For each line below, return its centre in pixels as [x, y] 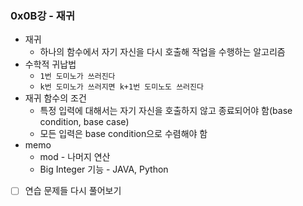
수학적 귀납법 [50, 64]
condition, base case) [84, 122]
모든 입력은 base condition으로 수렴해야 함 [123, 134]
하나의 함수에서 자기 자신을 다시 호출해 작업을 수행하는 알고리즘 [162, 52]
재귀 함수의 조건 [55, 98]
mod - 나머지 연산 [75, 157]
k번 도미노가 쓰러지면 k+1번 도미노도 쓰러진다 [121, 87]
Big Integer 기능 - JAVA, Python [104, 169]
